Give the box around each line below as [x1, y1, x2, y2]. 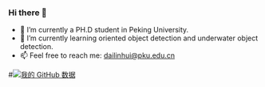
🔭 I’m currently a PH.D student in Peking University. [19, 25, 189, 35]
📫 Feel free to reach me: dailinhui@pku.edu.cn [19, 51, 176, 60]
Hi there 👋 [8, 7, 48, 18]
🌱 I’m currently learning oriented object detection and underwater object [19, 33, 259, 43]
